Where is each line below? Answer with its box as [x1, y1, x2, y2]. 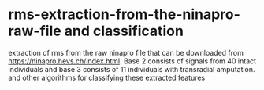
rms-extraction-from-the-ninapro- [8, 5, 240, 23]
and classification [64, 22, 184, 40]
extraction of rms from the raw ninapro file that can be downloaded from [8, 48, 244, 57]
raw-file [8, 22, 61, 40]
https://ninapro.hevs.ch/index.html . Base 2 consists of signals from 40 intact [8, 56, 257, 66]
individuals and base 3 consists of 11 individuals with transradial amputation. [8, 64, 255, 74]
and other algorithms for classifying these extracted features [8, 73, 206, 82]
